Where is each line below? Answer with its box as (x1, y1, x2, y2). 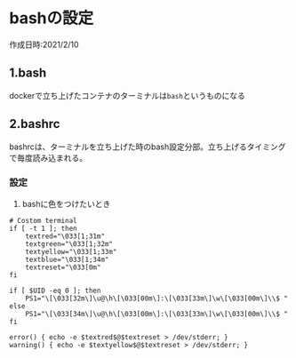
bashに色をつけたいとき (21, 198, 111, 209)
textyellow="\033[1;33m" (25, 247, 117, 256)
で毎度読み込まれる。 (9, 152, 87, 163)
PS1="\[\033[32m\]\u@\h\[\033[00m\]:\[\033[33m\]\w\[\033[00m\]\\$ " (25, 294, 289, 303)
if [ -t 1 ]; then (9, 224, 77, 233)
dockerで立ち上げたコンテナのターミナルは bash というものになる (9, 90, 246, 100)
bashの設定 (9, 8, 94, 28)
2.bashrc (9, 116, 60, 131)
